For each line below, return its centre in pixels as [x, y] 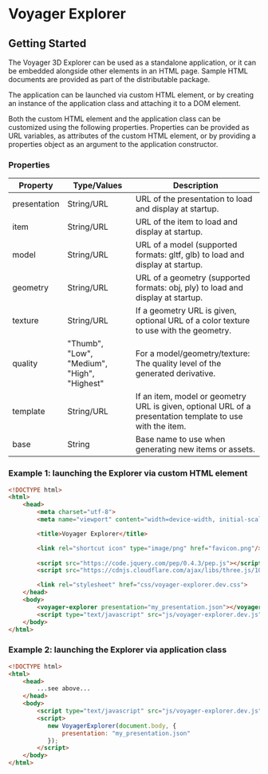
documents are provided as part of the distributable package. [109, 79]
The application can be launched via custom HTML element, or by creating [131, 95]
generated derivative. [175, 373]
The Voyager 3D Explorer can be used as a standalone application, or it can [132, 62]
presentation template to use [189, 417]
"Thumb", [85, 344]
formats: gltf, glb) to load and [190, 255]
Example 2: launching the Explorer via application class [118, 650]
